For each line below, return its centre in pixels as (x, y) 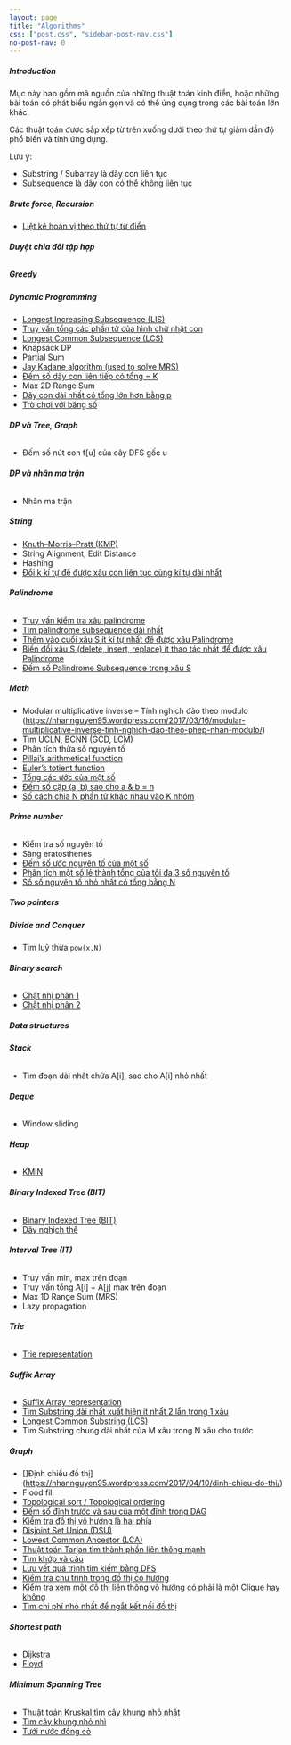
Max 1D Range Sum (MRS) (70, 1296)
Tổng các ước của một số (69, 777)
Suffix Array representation (72, 1402)
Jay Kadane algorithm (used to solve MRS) (101, 367)
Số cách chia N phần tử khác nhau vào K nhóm (108, 796)
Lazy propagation (54, 1306)
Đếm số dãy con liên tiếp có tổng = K (90, 377)
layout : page (33, 17)
